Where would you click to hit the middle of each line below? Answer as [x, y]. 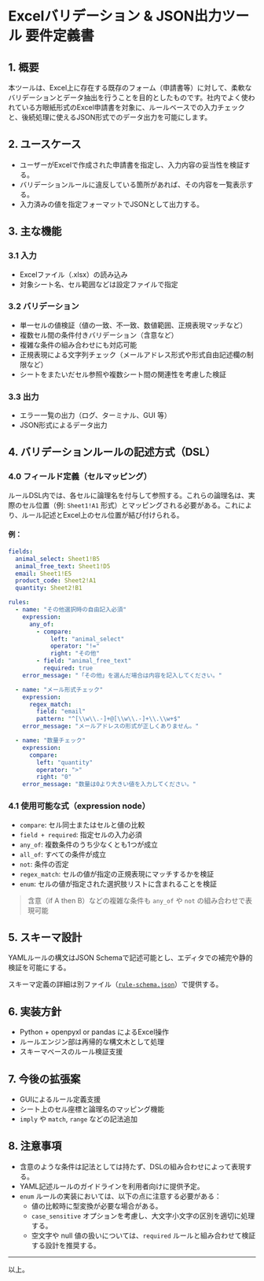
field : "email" [61, 712]
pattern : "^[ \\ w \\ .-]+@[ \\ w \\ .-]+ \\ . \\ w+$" [108, 719]
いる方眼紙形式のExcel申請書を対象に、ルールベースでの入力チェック [133, 107]
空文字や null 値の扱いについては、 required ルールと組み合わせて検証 [143, 1235]
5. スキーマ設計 [45, 937]
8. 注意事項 [35, 1146]
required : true [68, 668]
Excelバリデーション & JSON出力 [115, 16]
